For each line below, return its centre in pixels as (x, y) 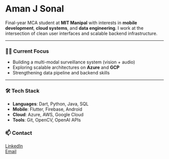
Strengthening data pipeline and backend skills (61, 73)
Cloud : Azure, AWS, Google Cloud (48, 114)
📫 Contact (19, 133)
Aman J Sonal (35, 9)
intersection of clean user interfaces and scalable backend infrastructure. (81, 33)
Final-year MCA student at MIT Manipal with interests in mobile (71, 23)
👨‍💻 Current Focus (27, 51)
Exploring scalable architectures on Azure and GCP (66, 67)
